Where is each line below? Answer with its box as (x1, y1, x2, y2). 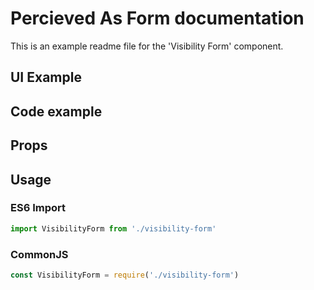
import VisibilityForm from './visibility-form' (10, 223, 217, 234)
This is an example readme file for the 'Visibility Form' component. (10, 40, 284, 52)
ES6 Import (10, 201, 66, 215)
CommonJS (10, 247, 69, 261)
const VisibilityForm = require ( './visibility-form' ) (10, 270, 240, 280)
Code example (10, 103, 103, 120)
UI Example (10, 69, 82, 86)
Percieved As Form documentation (10, 7, 305, 30)
